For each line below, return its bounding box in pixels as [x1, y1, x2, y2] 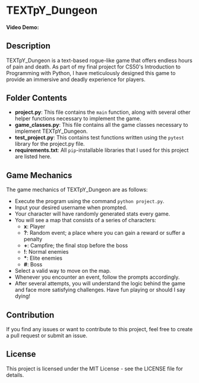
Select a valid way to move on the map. [14, 267, 111, 275]
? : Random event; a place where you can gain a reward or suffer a [23, 229, 185, 236]
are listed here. [14, 153, 52, 160]
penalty [23, 236, 43, 243]
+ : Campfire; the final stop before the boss [23, 242, 128, 249]
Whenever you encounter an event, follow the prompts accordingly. [14, 273, 180, 281]
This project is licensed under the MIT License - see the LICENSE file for [6, 365, 183, 372]
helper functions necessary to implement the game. [14, 115, 141, 122]
